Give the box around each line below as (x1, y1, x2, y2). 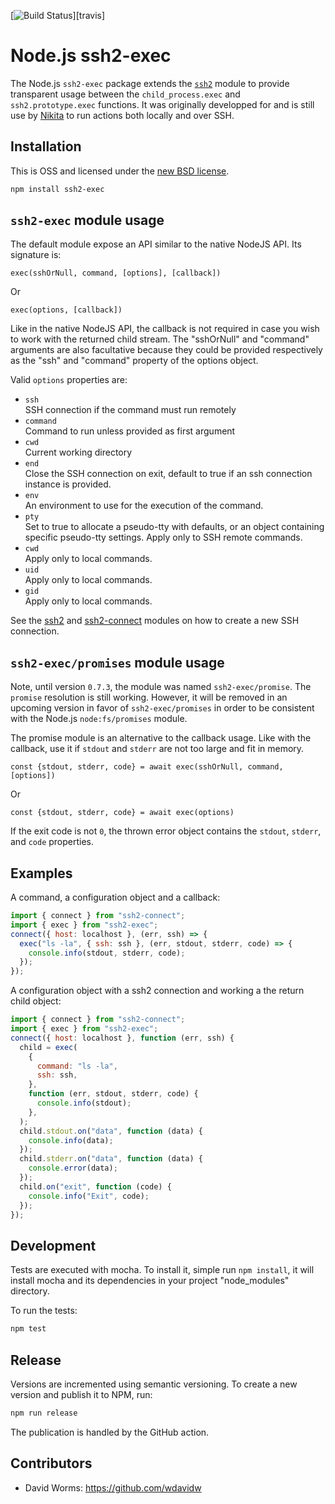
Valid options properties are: (10, 374, 128, 386)
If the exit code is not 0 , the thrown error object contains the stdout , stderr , (10, 825, 322, 837)
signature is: (10, 249, 62, 261)
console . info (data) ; (28, 1135, 114, 1145)
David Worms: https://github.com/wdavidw (24, 1481, 202, 1494)
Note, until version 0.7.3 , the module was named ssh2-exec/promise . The (10, 681, 312, 693)
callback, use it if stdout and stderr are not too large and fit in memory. (10, 743, 305, 755)
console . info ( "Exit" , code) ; (28, 1191, 150, 1201)
